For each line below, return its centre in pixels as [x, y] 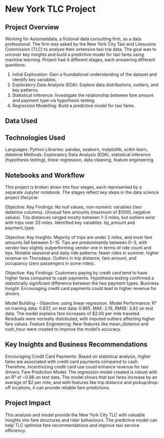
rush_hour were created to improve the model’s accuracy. [63, 329]
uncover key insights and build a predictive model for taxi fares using [75, 54]
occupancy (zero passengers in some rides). [50, 264]
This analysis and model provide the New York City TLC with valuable [75, 414]
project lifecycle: [22, 197]
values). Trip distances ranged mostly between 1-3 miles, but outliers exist [80, 218]
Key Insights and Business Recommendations [76, 345]
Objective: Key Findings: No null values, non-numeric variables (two [73, 207]
